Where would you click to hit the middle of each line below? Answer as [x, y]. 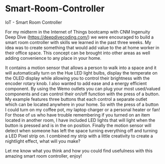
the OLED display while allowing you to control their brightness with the [78, 78]
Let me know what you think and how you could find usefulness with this [79, 151]
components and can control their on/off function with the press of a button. [82, 94]
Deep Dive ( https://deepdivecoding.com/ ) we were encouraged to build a [80, 37]
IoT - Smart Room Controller [34, 22]
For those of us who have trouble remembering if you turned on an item [78, 115]
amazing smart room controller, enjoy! [44, 156]
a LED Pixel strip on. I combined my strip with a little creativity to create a [79, 136]
